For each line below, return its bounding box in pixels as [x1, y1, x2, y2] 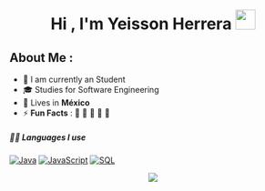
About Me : [9, 50, 74, 65]
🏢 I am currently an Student [22, 74, 126, 85]
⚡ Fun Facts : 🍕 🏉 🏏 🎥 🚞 [22, 107, 111, 118]
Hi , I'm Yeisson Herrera [50, 14, 232, 35]
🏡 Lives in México [22, 97, 90, 108]
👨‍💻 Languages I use [9, 132, 87, 143]
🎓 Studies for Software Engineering [22, 85, 159, 95]
